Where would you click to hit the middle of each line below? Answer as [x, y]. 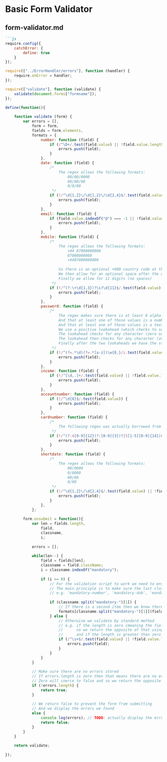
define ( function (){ [25, 107]
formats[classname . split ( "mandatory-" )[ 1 [102, 611]
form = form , [45, 126]
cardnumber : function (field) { [74, 417]
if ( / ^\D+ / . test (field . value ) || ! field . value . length [106, 144]
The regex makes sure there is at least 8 [103, 315]
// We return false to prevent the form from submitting [92, 704]
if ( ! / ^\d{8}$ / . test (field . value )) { [88, 399]
